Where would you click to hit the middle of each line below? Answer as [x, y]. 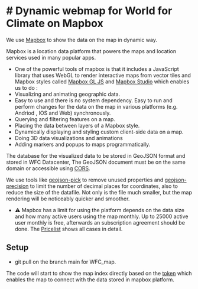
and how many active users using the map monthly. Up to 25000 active [101, 216]
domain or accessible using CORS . [48, 168]
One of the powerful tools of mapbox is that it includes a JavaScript [97, 69]
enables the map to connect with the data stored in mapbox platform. [90, 280]
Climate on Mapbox [55, 23]
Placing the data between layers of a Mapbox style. [77, 125]
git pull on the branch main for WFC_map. [65, 262]
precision [17, 186]
